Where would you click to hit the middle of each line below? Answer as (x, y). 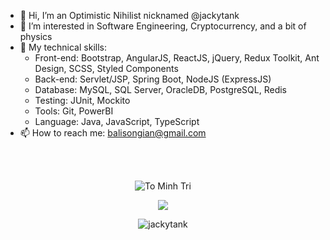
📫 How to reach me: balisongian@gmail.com (113, 133)
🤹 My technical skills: (63, 47)
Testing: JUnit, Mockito (82, 100)
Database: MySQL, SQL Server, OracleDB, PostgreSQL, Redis (161, 89)
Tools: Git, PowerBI (74, 111)
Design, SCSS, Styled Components (106, 68)
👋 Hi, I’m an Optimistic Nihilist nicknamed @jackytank (129, 15)
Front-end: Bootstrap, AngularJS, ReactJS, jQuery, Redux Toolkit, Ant (177, 58)
